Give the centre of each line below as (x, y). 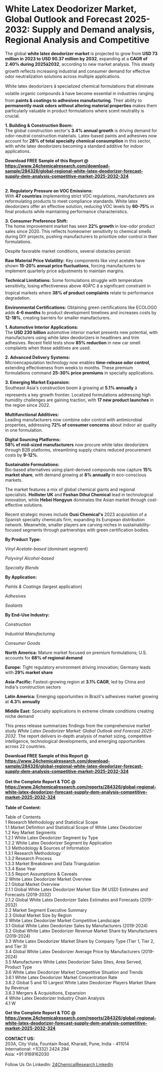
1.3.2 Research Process (28, 858)
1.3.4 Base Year (21, 868)
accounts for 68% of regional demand (44, 658)
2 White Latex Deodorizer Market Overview (48, 879)
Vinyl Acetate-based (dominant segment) (47, 548)
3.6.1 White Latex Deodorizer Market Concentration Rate (61, 977)
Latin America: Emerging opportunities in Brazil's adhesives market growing (82, 696)
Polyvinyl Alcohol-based (30, 558)
